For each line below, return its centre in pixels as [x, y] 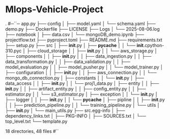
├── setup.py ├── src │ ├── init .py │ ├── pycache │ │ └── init [75, 45]
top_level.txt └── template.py [36, 121]
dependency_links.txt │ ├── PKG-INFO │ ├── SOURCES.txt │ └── [76, 115]
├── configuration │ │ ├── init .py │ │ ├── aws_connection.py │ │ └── [81, 72]
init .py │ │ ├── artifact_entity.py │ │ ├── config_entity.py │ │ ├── [76, 88]
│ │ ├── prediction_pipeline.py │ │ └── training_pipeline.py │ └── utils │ [83, 105]
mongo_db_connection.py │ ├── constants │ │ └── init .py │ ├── [75, 78]
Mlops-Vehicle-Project [54, 9]
